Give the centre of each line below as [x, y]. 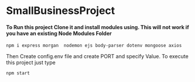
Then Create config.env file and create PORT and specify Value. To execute [97, 56]
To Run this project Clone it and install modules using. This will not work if [97, 27]
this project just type [31, 63]
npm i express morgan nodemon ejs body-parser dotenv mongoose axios [94, 46]
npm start [18, 73]
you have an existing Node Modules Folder [59, 33]
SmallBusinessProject [61, 11]
